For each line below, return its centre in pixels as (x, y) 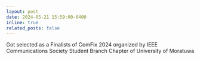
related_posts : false (33, 28)
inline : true (22, 22)
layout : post (22, 11)
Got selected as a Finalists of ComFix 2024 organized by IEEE (82, 45)
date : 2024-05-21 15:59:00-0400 (46, 17)
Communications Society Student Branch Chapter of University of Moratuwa (100, 51)
